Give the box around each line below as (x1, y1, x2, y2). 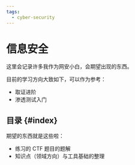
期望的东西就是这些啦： (6, 133, 64, 140)
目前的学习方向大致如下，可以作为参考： (6, 76, 106, 83)
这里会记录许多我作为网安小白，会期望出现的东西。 (6, 63, 133, 70)
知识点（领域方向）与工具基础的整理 (14, 152, 105, 160)
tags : (6, 8, 20, 15)
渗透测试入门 (14, 96, 47, 103)
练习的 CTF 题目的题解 (14, 145, 71, 152)
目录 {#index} (6, 115, 58, 125)
